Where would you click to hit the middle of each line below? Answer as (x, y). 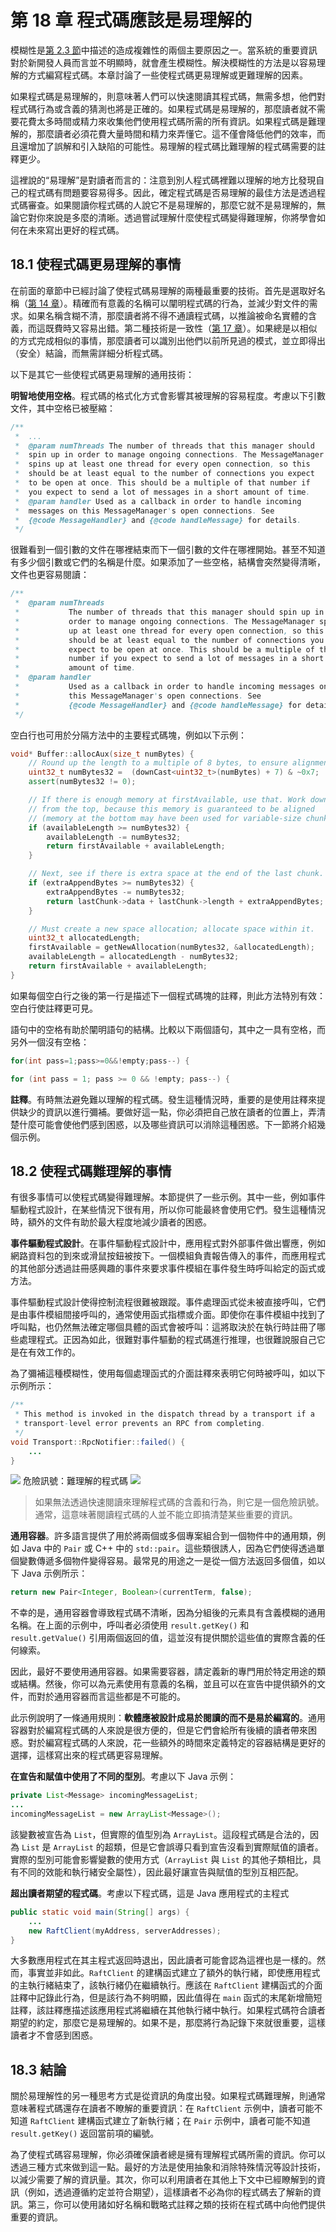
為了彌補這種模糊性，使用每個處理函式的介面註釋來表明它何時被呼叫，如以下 (168, 1373)
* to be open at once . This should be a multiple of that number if (162, 483)
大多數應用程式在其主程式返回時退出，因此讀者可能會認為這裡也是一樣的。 (163, 1960)
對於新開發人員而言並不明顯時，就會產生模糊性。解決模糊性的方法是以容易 (163, 62)
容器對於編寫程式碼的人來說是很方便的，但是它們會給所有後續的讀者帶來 (159, 1730)
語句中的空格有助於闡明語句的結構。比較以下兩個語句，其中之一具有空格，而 (168, 1029)
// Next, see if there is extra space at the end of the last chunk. (176, 874)
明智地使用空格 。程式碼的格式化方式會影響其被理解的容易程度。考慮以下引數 (168, 395)
